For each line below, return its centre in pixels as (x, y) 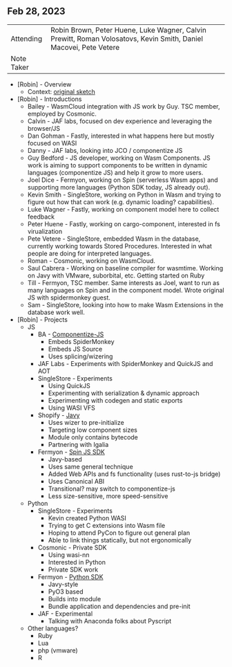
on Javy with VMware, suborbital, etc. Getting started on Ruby (116, 275)
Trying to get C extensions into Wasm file (107, 525)
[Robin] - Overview (44, 84)
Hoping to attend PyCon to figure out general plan (119, 533)
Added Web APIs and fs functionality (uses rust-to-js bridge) (134, 474)
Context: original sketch (61, 91)
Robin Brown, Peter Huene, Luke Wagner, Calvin (129, 30)
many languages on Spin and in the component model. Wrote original (126, 290)
